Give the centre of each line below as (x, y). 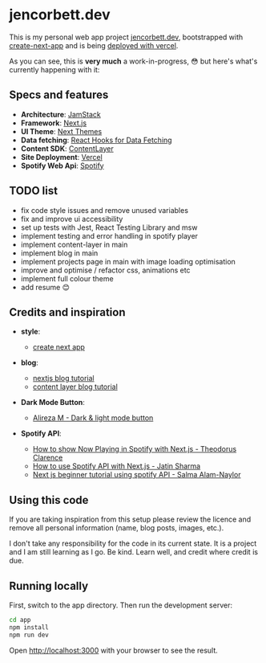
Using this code (49, 500)
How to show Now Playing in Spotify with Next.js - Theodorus (135, 449)
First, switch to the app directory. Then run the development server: (121, 605)
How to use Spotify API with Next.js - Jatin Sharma (117, 466)
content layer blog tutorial (75, 387)
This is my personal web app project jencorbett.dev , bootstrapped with (126, 37)
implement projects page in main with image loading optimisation (128, 261)
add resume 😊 (45, 287)
